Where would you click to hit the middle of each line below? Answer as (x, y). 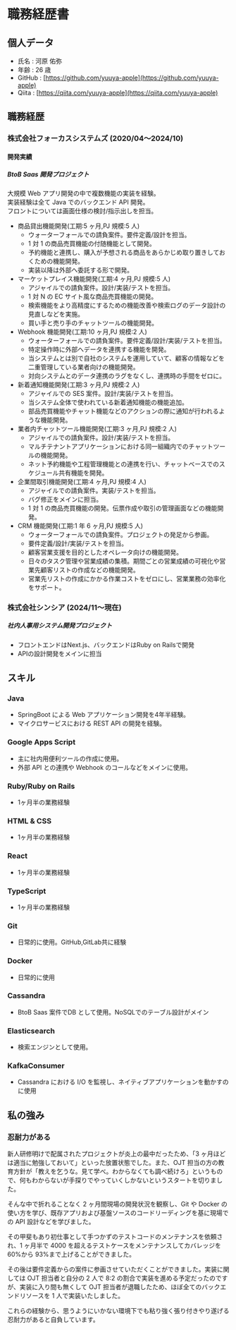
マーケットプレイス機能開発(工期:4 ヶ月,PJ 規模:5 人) (94, 279)
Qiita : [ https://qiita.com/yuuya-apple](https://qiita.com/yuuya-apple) (118, 93)
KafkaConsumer (36, 1066)
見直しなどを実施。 (56, 314)
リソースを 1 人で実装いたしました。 (72, 1296)
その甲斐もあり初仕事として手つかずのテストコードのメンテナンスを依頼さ (115, 1237)
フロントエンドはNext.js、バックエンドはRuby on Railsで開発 (106, 645)
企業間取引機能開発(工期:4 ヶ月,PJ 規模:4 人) (82, 481)
